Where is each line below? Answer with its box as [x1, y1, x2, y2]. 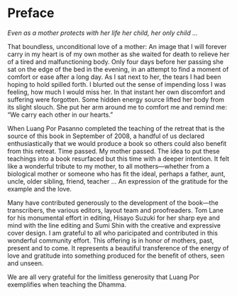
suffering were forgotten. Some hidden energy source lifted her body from [7, 95, 225, 104]
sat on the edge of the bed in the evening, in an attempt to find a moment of [7, 65, 229, 73]
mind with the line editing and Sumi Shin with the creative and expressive [7, 221, 221, 229]
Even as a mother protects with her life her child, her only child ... [7, 28, 199, 37]
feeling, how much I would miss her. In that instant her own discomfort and [7, 88, 226, 96]
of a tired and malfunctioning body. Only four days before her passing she [7, 57, 224, 65]
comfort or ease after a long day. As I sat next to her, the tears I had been [7, 73, 221, 81]
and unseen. [7, 258, 44, 268]
